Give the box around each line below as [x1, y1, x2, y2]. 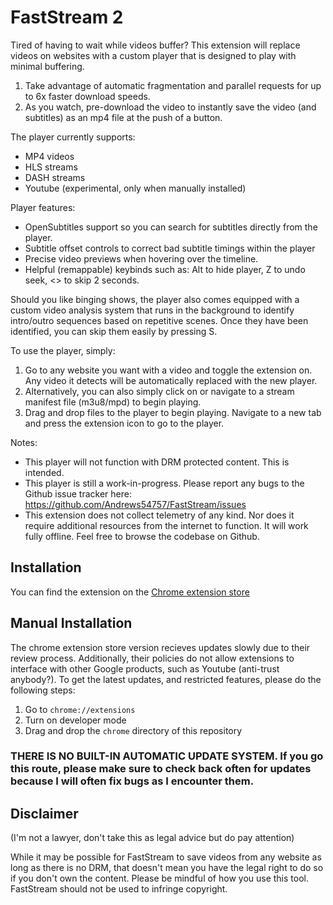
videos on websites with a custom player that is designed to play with [10, 49, 297, 61]
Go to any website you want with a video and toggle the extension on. [24, 364, 313, 376]
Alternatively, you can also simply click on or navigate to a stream [24, 385, 295, 397]
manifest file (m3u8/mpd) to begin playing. [24, 396, 202, 408]
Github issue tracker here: [24, 487, 132, 500]
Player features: [10, 201, 76, 213]
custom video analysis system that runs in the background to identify [10, 304, 295, 316]
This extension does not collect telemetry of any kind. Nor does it [24, 509, 295, 521]
